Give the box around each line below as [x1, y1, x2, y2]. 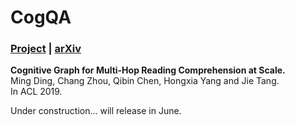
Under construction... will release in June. [10, 105, 182, 117]
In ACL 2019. [10, 86, 63, 98]
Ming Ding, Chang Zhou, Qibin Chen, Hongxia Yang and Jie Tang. [10, 75, 280, 87]
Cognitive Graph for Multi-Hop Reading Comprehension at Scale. [10, 64, 286, 76]
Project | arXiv [10, 42, 82, 56]
